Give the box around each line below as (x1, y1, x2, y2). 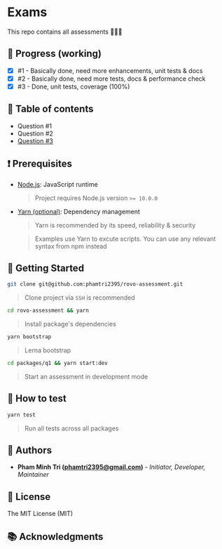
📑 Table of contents (7, 103, 94, 115)
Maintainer (17, 470, 49, 479)
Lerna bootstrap (24, 346, 71, 355)
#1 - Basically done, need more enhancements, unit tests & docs (17, 66, 203, 74)
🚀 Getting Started (7, 262, 85, 274)
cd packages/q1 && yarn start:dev (7, 359, 109, 366)
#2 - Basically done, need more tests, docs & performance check (17, 74, 206, 83)
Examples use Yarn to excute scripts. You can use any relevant (34, 234, 216, 243)
